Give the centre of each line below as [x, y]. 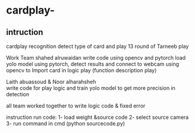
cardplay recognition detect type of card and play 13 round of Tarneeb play [97, 46]
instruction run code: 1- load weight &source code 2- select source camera [97, 117]
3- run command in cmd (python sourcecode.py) [66, 124]
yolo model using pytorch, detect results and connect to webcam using [92, 64]
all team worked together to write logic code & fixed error [76, 106]
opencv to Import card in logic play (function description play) [82, 70]
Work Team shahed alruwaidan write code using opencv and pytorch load [96, 58]
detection [18, 94]
